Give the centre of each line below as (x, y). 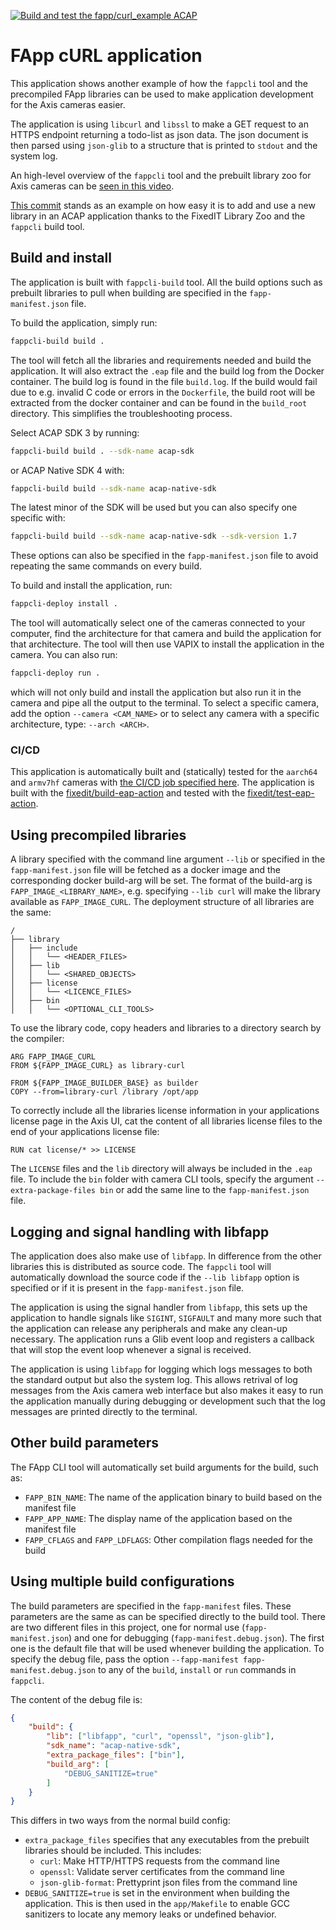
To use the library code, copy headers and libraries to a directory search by (166, 1028)
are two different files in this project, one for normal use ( (128, 1627)
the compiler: (37, 1039)
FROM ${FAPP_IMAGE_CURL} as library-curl (98, 1066)
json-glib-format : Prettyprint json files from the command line (168, 1882)
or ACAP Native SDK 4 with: (67, 470)
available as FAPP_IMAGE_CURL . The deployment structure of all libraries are (162, 902)
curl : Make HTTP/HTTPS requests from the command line (159, 1861)
